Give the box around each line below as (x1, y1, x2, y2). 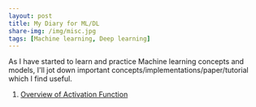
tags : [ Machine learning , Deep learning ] (8, 34, 151, 43)
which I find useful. (8, 74, 73, 83)
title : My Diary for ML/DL (8, 19, 100, 28)
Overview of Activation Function (20, 90, 128, 100)
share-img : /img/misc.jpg (8, 27, 96, 35)
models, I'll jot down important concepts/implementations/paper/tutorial (8, 66, 249, 75)
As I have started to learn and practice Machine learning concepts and (8, 57, 245, 66)
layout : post (8, 11, 53, 20)
